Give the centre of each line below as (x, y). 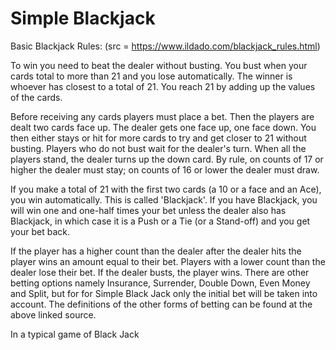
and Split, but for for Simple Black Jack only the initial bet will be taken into (164, 293)
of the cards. (36, 97)
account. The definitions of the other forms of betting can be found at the (161, 304)
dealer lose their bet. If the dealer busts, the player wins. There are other (160, 272)
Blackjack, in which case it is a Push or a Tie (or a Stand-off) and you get (160, 221)
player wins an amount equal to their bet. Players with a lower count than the (168, 261)
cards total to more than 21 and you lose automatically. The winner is (151, 76)
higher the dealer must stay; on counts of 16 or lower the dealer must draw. (165, 169)
